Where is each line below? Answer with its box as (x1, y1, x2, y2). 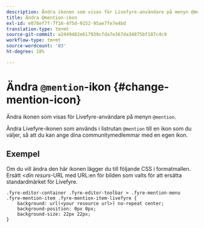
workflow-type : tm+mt (6, 37, 61, 43)
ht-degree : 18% (6, 49, 45, 55)
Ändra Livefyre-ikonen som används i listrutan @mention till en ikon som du (6, 125, 192, 132)
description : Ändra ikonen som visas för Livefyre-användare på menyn (6, 9, 189, 15)
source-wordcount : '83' (6, 43, 67, 49)
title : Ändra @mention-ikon (6, 15, 78, 21)
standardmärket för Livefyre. (6, 178, 78, 185)
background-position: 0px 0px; (17, 206, 97, 212)
